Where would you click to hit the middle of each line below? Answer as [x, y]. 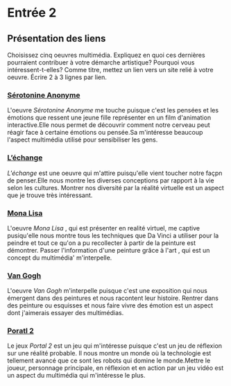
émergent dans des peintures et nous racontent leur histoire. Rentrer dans [113, 298]
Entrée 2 [32, 13]
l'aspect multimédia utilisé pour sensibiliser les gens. [83, 140]
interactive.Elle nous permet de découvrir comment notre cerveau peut [109, 125]
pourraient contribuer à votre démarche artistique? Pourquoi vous [101, 62]
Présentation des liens [57, 39]
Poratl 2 [21, 331]
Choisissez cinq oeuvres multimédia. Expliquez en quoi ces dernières [106, 55]
